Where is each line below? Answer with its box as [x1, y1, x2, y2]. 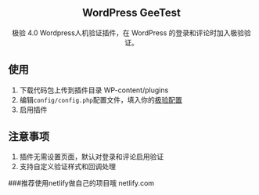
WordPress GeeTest [81, 6, 182, 20]
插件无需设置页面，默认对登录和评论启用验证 [19, 152, 164, 161]
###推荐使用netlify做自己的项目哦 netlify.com [8, 179, 155, 188]
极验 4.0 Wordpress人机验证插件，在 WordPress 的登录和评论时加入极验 [11, 27, 245, 38]
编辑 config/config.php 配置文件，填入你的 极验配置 [19, 95, 182, 104]
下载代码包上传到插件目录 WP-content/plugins [19, 85, 169, 95]
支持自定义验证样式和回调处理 [19, 162, 116, 172]
